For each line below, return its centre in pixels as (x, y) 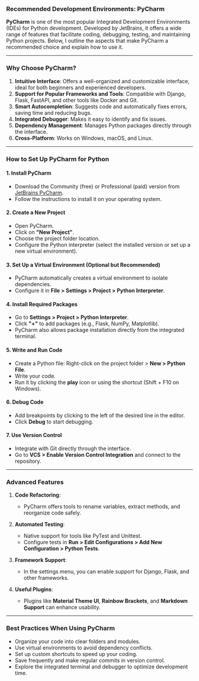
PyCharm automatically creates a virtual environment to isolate (91, 278)
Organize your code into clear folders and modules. (78, 641)
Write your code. (35, 376)
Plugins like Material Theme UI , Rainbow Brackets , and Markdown (106, 601)
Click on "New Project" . (44, 232)
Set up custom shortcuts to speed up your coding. (76, 654)
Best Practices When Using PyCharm (61, 628)
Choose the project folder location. (57, 238)
